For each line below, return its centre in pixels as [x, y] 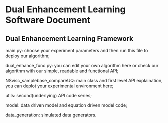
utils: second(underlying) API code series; [48, 96]
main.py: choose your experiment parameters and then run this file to [77, 50]
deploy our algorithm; [27, 56]
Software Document [48, 20]
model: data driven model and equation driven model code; [66, 105]
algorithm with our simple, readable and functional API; [62, 71]
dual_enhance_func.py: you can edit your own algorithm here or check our [82, 66]
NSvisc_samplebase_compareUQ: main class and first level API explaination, [84, 81]
